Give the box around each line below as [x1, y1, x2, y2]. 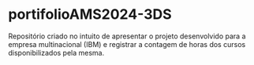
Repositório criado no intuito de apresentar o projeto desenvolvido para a [8, 31, 246, 41]
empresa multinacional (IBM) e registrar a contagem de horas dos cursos [8, 39, 246, 49]
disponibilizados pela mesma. [8, 48, 105, 57]
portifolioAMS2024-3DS [8, 5, 172, 23]
